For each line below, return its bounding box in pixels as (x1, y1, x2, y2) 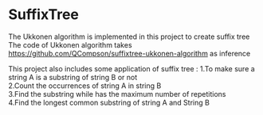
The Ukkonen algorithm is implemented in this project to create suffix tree (8, 32, 250, 41)
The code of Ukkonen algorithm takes (8, 40, 133, 49)
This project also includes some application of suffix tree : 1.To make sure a (8, 63, 255, 73)
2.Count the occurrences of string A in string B (8, 81, 162, 90)
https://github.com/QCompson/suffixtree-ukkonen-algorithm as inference (8, 48, 251, 58)
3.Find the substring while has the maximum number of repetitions (8, 89, 226, 98)
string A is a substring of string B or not (8, 72, 138, 82)
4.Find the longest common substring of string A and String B (8, 98, 210, 107)
